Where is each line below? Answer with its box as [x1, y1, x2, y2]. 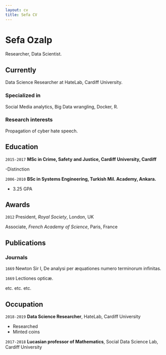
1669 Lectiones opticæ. [5, 276, 53, 282]
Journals [5, 254, 28, 261]
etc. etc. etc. [5, 285, 31, 291]
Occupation [5, 300, 43, 309]
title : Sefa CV [5, 12, 38, 17]
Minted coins [12, 329, 40, 335]
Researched [12, 323, 38, 329]
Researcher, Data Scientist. [5, 51, 62, 57]
